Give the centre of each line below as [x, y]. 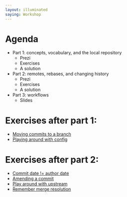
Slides [26, 100]
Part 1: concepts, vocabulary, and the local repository [67, 53]
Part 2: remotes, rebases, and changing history [61, 74]
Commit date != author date [41, 173]
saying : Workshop [23, 14]
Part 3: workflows [30, 95]
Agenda [22, 39]
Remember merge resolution [42, 189]
